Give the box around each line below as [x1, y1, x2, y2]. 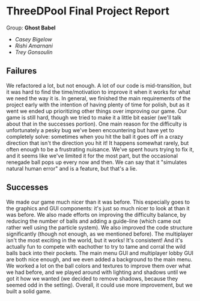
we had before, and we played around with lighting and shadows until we [6, 269, 187, 276]
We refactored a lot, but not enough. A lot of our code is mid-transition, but [6, 82, 192, 89]
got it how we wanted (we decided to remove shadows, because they [6, 275, 178, 282]
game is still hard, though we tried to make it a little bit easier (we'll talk [6, 114, 182, 121]
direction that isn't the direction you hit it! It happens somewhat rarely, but [6, 139, 189, 147]
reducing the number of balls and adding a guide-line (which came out [6, 217, 181, 225]
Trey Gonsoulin [14, 48, 53, 55]
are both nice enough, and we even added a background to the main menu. [6, 255, 193, 263]
